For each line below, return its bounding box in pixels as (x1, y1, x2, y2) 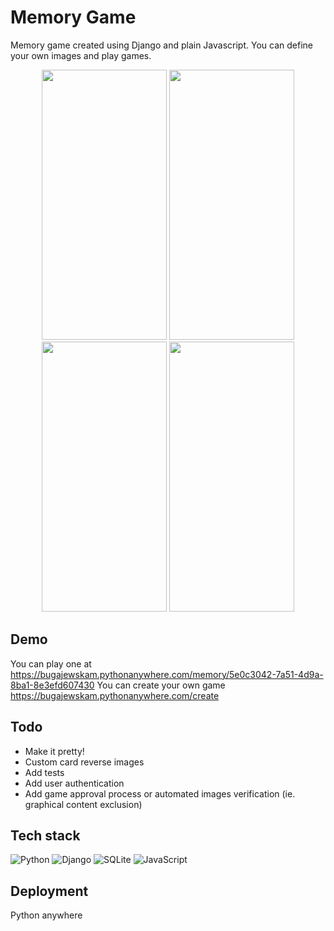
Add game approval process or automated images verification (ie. (24, 787, 296, 800)
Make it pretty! (24, 745, 85, 757)
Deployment (10, 882, 89, 900)
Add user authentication (24, 777, 125, 789)
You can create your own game (96, 679, 226, 691)
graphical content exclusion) (24, 798, 143, 810)
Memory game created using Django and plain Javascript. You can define (10, 39, 313, 51)
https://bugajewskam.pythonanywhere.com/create (10, 689, 220, 701)
